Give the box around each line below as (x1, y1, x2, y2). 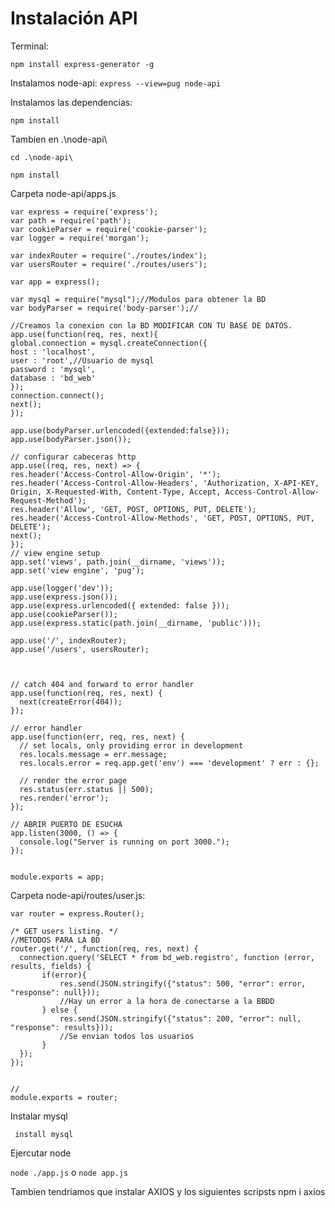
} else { (41, 1005, 78, 1015)
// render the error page (19, 775, 128, 786)
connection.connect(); (10, 390, 105, 401)
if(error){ (41, 970, 87, 980)
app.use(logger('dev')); (10, 583, 114, 593)
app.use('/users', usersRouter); (10, 644, 150, 654)
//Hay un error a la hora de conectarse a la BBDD (59, 996, 275, 1006)
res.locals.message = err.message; (19, 749, 168, 759)
